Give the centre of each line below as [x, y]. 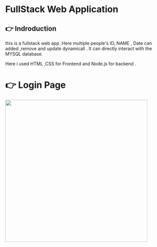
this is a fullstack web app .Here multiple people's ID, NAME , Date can [79, 43]
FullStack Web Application [62, 9]
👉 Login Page [36, 85]
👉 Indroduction [31, 29]
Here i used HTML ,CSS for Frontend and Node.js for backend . [71, 64]
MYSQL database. [24, 54]
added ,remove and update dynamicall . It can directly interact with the [79, 48]
